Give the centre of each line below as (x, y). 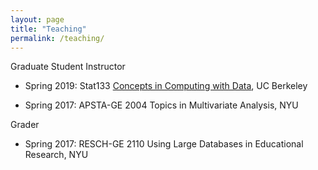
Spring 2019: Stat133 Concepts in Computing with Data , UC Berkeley (166, 86)
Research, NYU (56, 155)
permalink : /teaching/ (57, 38)
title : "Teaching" (48, 29)
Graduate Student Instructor (68, 67)
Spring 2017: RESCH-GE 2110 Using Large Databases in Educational (164, 144)
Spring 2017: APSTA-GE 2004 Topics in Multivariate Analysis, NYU (161, 105)
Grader (25, 125)
